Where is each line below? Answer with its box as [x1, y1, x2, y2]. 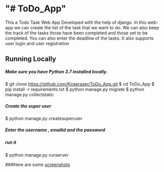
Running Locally [5, 55, 56, 63]
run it [5, 139, 16, 145]
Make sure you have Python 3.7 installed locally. [5, 68, 108, 74]
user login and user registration [5, 40, 70, 46]
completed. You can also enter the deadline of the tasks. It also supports [5, 35, 154, 41]
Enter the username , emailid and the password [5, 127, 105, 133]
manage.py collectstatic [5, 92, 54, 98]
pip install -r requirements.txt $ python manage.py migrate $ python [5, 86, 145, 92]
